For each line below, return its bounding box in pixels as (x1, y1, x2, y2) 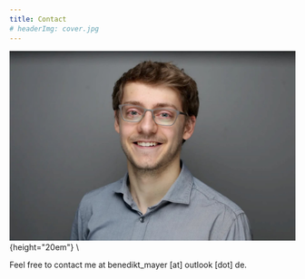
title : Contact (9, 14, 67, 24)
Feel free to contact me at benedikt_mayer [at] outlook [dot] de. (9, 259, 248, 271)
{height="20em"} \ (9, 242, 80, 253)
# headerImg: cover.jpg (9, 24, 100, 34)
